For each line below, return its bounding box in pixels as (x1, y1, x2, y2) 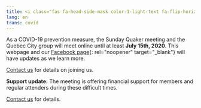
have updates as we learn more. (6, 55, 86, 62)
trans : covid (6, 20, 39, 26)
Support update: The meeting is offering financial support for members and (6, 78, 193, 85)
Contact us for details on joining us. (6, 66, 94, 74)
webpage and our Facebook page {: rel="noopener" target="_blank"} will (6, 49, 185, 56)
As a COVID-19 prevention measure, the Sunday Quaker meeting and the (6, 36, 185, 43)
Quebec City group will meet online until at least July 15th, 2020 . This (6, 42, 179, 49)
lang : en (6, 14, 28, 20)
